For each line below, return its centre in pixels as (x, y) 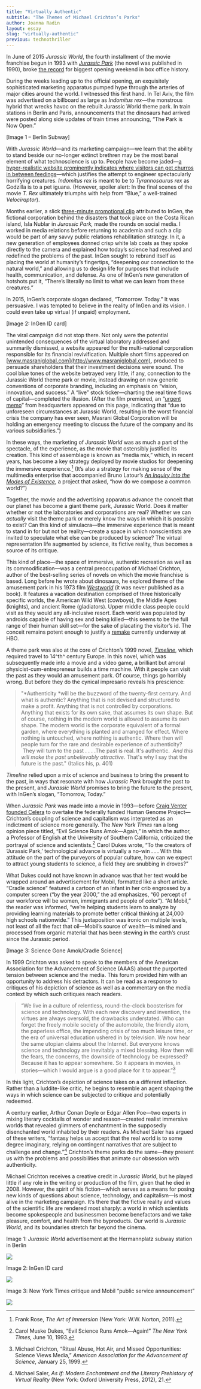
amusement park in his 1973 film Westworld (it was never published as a (95, 587)
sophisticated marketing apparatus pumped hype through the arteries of (95, 87)
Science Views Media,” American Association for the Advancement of (101, 1355)
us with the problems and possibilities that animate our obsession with (93, 1158)
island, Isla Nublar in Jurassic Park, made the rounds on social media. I (93, 224)
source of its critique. (32, 550)
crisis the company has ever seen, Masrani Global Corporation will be (92, 418)
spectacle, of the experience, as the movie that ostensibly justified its (92, 449)
